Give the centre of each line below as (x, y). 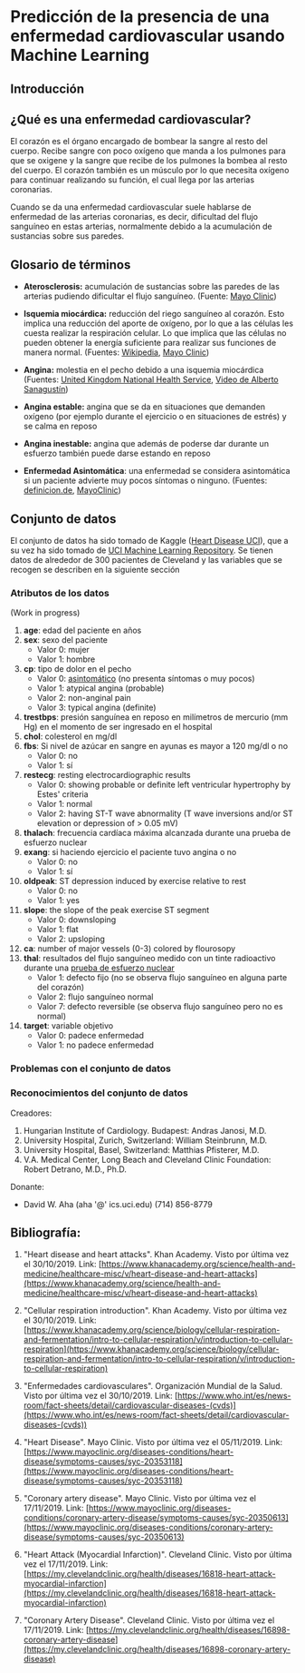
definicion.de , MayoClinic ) (72, 490)
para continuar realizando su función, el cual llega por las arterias (133, 180)
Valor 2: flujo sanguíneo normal (95, 997)
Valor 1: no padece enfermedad (95, 1045)
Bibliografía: (46, 1232)
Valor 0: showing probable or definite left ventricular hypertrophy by (164, 785)
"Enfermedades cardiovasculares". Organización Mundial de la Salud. (153, 1386)
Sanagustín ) (46, 389)
